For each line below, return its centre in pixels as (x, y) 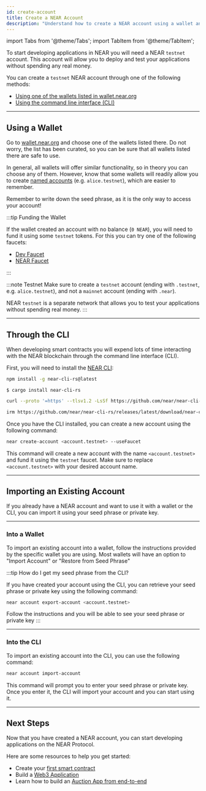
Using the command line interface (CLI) (65, 103)
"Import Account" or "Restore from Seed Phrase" (68, 561)
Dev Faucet (30, 254)
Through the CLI (38, 334)
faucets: (17, 243)
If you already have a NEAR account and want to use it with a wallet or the (100, 506)
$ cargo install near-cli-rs (44, 390)
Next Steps (28, 723)
